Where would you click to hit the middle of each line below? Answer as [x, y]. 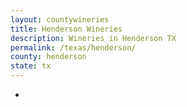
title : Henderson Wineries [66, 29]
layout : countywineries [60, 19]
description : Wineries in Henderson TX [93, 38]
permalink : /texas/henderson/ [73, 47]
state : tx [31, 66]
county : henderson [48, 57]
